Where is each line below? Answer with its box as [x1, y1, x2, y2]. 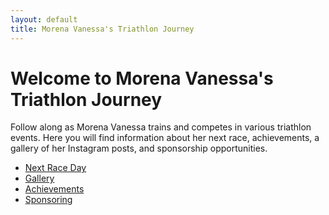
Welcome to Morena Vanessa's [10, 67, 274, 90]
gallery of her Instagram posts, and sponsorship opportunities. [10, 142, 268, 155]
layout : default [10, 14, 78, 25]
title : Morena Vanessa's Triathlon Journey [10, 24, 195, 34]
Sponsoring [24, 194, 73, 206]
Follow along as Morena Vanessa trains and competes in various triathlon [10, 121, 312, 133]
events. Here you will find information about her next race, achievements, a [10, 132, 320, 144]
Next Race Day [24, 162, 87, 174]
